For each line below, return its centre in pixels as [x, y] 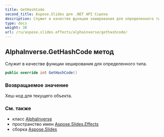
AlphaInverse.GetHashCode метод [60, 52]
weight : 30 [16, 28]
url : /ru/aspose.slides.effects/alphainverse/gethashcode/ [66, 32]
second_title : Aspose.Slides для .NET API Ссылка [57, 14]
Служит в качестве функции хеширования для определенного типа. [76, 63]
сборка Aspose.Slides [34, 129]
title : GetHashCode [25, 10]
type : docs [16, 23]
